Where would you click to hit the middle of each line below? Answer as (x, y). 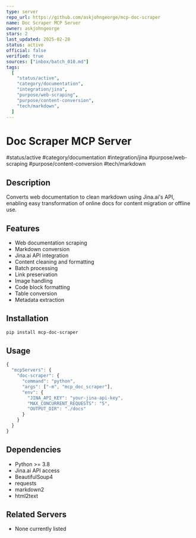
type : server (22, 12)
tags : (13, 67)
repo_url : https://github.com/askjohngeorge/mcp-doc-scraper (83, 17)
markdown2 (29, 489)
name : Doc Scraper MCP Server (44, 23)
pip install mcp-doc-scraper (42, 332)
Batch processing (36, 268)
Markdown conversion (42, 249)
